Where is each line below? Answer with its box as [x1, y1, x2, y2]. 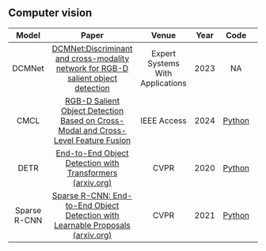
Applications [140, 77, 188, 88]
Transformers [66, 167, 118, 178]
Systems [147, 58, 180, 69]
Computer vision [8, 6, 93, 20]
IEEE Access [140, 114, 188, 126]
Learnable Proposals [54, 219, 131, 230]
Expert [151, 47, 177, 58]
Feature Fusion [75, 134, 131, 145]
